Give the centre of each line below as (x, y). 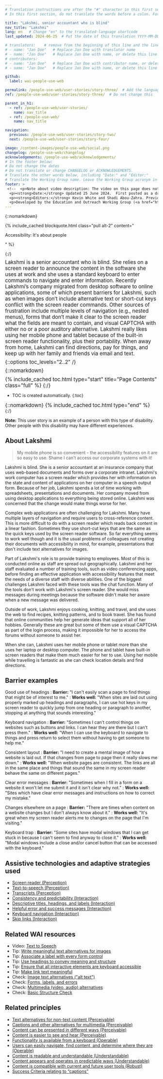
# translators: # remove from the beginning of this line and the (77, 45)
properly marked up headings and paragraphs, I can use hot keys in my (76, 703)
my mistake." (18, 798)
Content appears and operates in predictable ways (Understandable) (81, 1061)
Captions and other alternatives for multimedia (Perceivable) (72, 1024)
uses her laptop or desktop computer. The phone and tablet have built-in (78, 650)
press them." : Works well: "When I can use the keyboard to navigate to (77, 733)
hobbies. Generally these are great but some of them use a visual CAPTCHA (81, 625)
